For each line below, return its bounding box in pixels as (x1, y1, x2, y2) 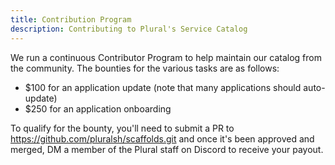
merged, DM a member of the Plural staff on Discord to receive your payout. (10, 143, 324, 155)
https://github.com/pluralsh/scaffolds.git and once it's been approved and (10, 132, 315, 145)
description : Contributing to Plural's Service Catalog (10, 24, 248, 34)
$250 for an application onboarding (24, 102, 172, 115)
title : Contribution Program (10, 14, 132, 25)
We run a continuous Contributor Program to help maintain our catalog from (10, 51, 322, 63)
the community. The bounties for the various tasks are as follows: (10, 62, 280, 74)
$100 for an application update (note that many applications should (24, 81, 302, 93)
